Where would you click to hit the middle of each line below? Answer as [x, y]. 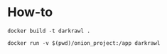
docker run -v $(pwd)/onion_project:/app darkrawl [84, 43]
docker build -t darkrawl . [49, 31]
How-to [30, 12]
